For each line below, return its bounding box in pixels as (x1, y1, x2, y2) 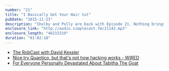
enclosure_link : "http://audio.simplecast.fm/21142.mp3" (5, 26, 127, 31)
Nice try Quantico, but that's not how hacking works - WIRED (12, 54, 139, 60)
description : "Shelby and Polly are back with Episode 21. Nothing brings (5, 21, 165, 27)
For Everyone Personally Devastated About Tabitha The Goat (12, 60, 139, 66)
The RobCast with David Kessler (12, 49, 79, 55)
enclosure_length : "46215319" (5, 31, 69, 36)
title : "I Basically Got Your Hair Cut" (5, 12, 92, 17)
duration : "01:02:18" (5, 36, 51, 41)
